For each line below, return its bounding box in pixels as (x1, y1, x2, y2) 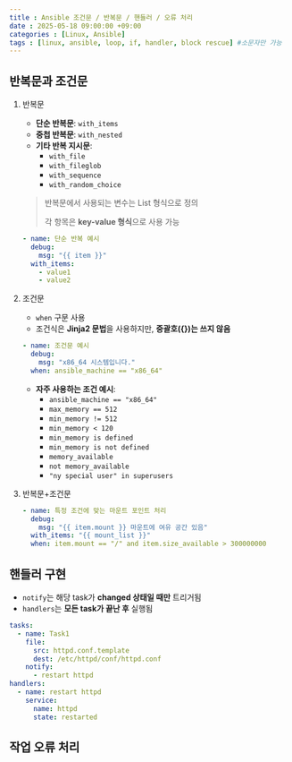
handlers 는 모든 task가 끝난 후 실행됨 (21, 604, 154, 613)
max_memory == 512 (48, 405, 118, 414)
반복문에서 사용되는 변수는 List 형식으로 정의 (44, 198, 199, 209)
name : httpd (32, 704, 78, 713)
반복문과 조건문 (9, 73, 88, 89)
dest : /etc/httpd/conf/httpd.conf (32, 655, 163, 664)
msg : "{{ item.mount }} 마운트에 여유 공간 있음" (38, 523, 208, 532)
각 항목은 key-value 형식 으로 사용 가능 (44, 217, 180, 227)
